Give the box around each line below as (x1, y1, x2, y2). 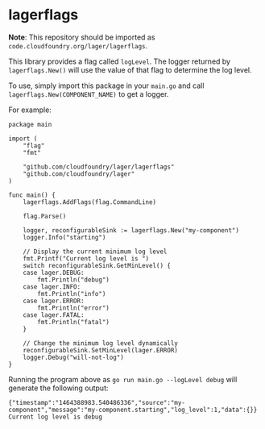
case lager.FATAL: (23, 310, 85, 319)
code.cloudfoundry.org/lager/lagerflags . (8, 40, 148, 50)
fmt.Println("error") (37, 304, 110, 312)
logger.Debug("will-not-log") (23, 353, 125, 361)
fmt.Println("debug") (37, 276, 110, 284)
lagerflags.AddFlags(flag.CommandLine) (23, 198, 157, 206)
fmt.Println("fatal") (37, 318, 110, 326)
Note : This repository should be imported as (8, 32, 155, 42)
